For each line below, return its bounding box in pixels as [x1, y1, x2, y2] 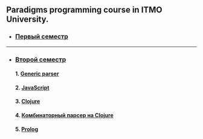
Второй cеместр [14, 55, 66, 63]
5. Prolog [14, 125, 38, 132]
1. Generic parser [14, 70, 59, 77]
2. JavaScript [14, 84, 50, 91]
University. [6, 15, 49, 25]
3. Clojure [14, 98, 40, 105]
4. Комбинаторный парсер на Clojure [14, 111, 114, 118]
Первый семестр [14, 33, 68, 41]
